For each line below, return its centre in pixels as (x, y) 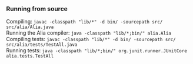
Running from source (37, 9)
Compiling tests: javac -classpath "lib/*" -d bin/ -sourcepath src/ (91, 39)
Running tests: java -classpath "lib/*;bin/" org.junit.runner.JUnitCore (96, 50)
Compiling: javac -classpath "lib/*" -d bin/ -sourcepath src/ (84, 22)
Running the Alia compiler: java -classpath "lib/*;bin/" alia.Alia (89, 33)
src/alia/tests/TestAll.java (42, 45)
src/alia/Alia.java (30, 27)
